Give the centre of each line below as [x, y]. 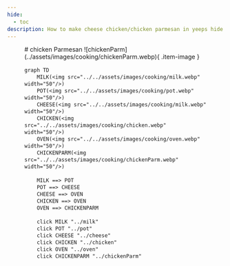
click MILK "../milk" [67, 222]
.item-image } [180, 57]
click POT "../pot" [65, 229]
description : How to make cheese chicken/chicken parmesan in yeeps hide [115, 29]
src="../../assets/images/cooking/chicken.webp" [95, 125]
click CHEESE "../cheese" [74, 236]
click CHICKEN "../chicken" [77, 243]
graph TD [37, 70]
